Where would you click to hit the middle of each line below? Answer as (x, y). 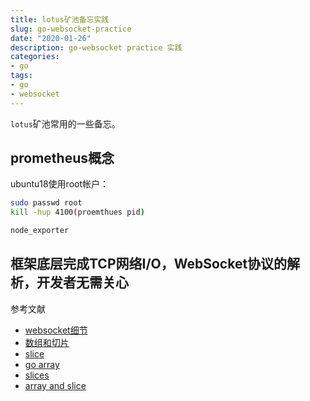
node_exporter (40, 231)
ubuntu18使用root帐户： (60, 184)
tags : (21, 76)
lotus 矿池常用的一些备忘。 (65, 123)
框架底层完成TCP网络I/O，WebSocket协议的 (149, 264)
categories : (35, 57)
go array (42, 364)
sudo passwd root (46, 203)
